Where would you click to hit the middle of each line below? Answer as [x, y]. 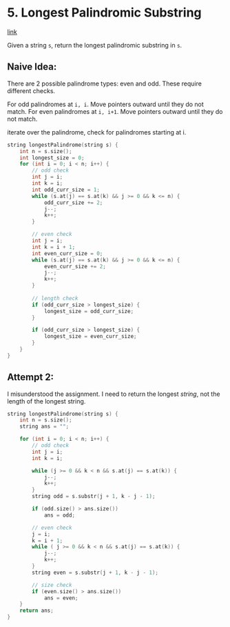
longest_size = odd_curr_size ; [89, 311]
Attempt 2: [30, 377]
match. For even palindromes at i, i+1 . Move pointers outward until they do [115, 111]
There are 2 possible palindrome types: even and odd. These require [104, 83]
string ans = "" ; [44, 427]
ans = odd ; [60, 515]
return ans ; [36, 611]
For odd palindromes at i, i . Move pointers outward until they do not [106, 104]
